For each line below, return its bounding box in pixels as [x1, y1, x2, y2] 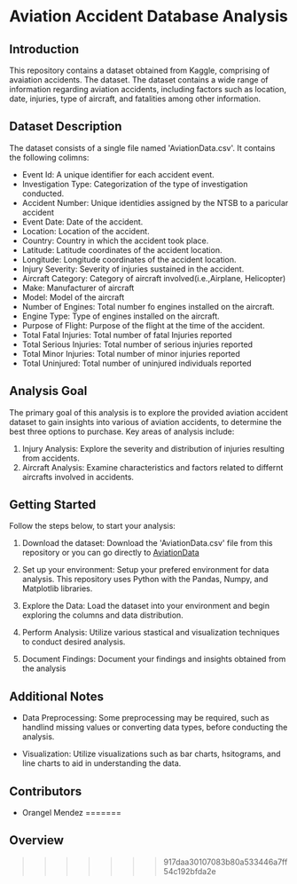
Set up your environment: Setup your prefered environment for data [21, 564, 270, 575]
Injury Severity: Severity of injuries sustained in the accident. [21, 264, 245, 274]
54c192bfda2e [163, 865, 216, 876]
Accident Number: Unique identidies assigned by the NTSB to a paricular [21, 197, 289, 208]
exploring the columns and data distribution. [21, 610, 184, 620]
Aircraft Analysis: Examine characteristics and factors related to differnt [21, 462, 284, 472]
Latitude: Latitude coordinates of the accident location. [21, 244, 223, 255]
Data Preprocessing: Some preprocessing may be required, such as [21, 713, 270, 723]
